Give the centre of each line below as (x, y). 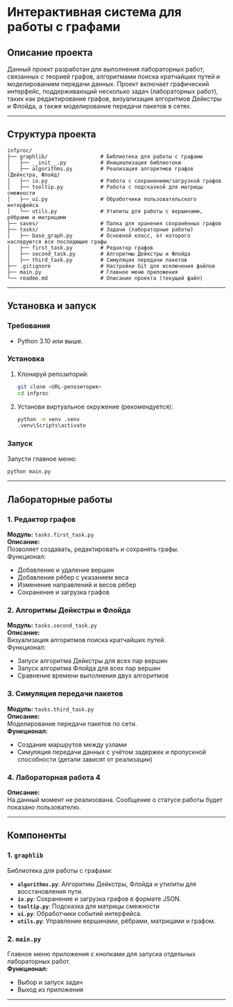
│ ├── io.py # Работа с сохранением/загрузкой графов (114, 181)
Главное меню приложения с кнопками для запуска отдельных (102, 954)
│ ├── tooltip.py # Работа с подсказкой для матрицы (105, 187)
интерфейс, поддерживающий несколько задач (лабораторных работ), (113, 91)
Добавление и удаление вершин (66, 570)
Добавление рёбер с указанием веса (73, 578)
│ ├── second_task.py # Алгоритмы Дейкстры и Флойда (99, 254)
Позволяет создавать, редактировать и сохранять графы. (93, 549)
